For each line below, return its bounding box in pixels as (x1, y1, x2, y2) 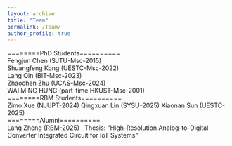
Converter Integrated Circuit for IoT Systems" (7, 131, 138, 140)
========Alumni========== (7, 117, 101, 125)
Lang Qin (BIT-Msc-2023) (7, 72, 82, 80)
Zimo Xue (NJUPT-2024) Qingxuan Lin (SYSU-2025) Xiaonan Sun (7, 101, 198, 109)
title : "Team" (7, 17, 49, 24)
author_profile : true (7, 29, 71, 37)
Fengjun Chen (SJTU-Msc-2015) (7, 57, 102, 65)
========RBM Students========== (7, 94, 122, 102)
